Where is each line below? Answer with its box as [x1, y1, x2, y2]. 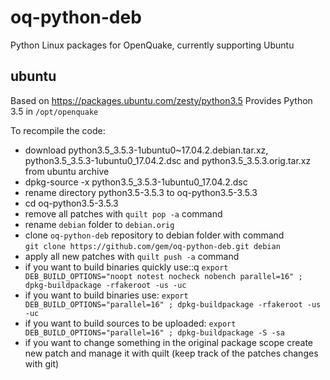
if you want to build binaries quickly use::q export [24, 261, 229, 273]
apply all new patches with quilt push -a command [24, 250, 240, 262]
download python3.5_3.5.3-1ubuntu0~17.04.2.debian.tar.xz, [24, 144, 269, 156]
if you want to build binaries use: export [24, 289, 189, 301]
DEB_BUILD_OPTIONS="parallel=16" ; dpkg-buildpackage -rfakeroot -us [24, 299, 322, 310]
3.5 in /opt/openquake [10, 105, 99, 117]
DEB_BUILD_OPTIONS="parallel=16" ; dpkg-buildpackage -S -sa [24, 327, 286, 338]
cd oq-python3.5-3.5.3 [24, 197, 119, 209]
